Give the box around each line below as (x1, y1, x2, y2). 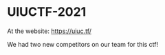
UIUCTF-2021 (7, 4, 87, 20)
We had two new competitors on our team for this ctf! (7, 40, 159, 48)
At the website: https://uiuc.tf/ (7, 27, 91, 35)
